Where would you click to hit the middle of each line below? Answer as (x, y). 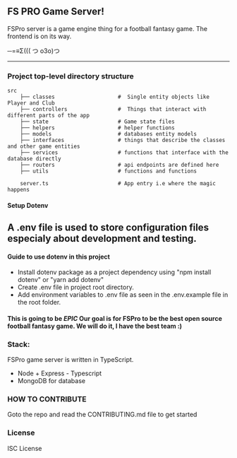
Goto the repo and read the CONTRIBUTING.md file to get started (102, 415)
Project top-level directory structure (71, 76)
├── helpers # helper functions (97, 128)
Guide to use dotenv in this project (59, 257)
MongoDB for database (51, 381)
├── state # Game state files (97, 122)
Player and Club (31, 103)
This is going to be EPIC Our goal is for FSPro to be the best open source (115, 318)
